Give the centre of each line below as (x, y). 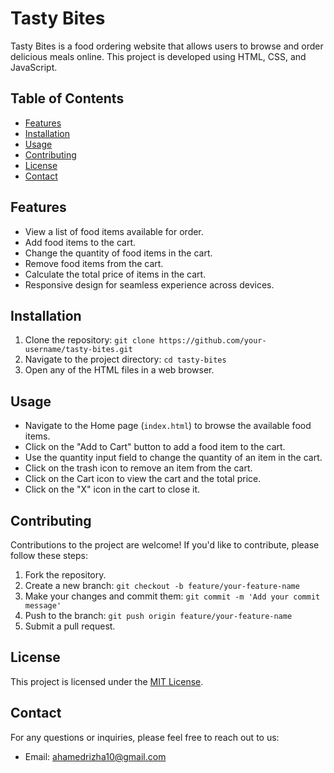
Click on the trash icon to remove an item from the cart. (138, 468)
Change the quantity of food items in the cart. (118, 253)
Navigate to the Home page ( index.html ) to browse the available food (168, 426)
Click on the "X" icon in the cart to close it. (112, 489)
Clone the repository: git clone (89, 340)
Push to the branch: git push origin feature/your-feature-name (158, 615)
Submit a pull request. (70, 626)
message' (43, 606)
